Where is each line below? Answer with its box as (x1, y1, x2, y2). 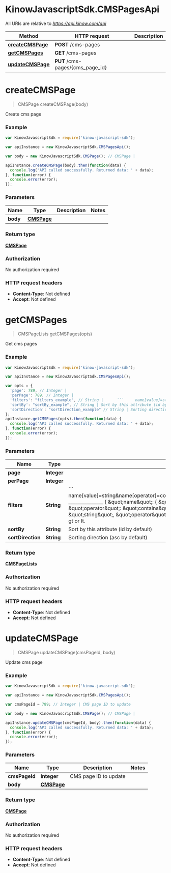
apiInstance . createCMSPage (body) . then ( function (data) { (5, 163, 126, 168)
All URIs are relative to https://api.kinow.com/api (5, 20, 107, 26)
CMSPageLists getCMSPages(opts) (17, 331, 93, 337)
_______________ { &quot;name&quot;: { (68, 499, 157, 506)
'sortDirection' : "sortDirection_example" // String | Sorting (10, 407, 147, 412)
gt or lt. (68, 517, 85, 525)
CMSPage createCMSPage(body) (17, 101, 89, 107)
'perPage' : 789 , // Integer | (10, 393, 74, 398)
